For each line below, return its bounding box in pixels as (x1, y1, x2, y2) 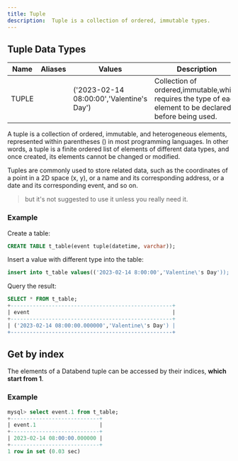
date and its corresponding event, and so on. (7, 182, 138, 190)
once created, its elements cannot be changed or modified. (7, 152, 181, 161)
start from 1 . (7, 374, 44, 383)
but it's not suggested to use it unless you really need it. (24, 195, 188, 204)
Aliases (40, 65, 67, 74)
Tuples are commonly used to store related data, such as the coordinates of (7, 166, 229, 174)
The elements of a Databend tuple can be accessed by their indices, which (7, 367, 227, 376)
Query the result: (7, 282, 57, 291)
